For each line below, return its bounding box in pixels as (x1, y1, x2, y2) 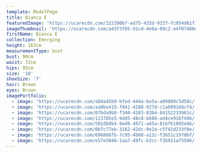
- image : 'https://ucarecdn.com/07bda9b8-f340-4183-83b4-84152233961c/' (11, 110, 198, 116)
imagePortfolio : (6, 93, 47, 99)
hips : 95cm (6, 64, 34, 71)
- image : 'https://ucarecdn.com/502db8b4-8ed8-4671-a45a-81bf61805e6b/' (11, 121, 198, 127)
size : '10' (6, 70, 34, 76)
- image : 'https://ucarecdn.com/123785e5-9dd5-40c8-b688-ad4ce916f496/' (11, 115, 198, 121)
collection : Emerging (6, 37, 61, 43)
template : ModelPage (6, 8, 58, 15)
